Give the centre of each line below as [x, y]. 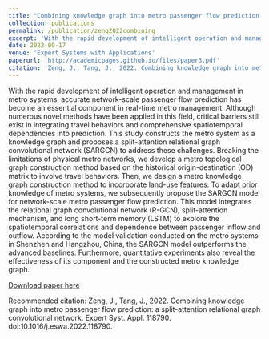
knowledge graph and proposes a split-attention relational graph [114, 142]
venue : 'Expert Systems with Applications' [82, 53]
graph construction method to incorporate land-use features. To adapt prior [133, 184]
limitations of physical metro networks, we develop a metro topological [125, 159]
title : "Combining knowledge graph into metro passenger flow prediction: [136, 16]
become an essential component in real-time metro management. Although [132, 107]
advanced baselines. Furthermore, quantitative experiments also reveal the [132, 252]
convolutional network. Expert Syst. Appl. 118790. [90, 317]
